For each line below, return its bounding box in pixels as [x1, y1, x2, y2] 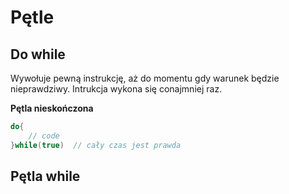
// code [28, 131, 60, 141]
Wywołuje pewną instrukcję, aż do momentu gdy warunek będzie [10, 72, 280, 84]
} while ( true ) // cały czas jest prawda [10, 140, 182, 150]
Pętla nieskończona [10, 102, 94, 114]
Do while [10, 46, 66, 63]
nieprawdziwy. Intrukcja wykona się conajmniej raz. [10, 83, 223, 95]
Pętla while [10, 168, 81, 185]
